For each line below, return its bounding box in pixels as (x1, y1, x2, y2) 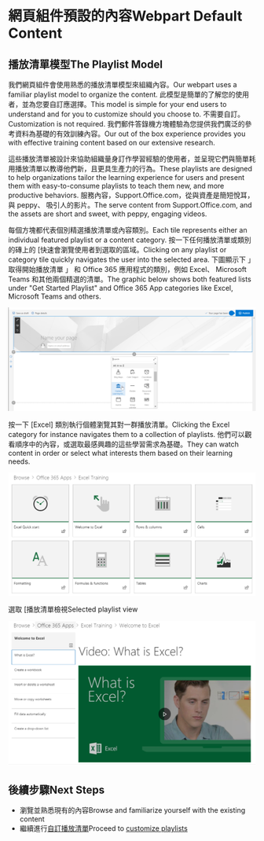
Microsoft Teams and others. (8, 292, 101, 301)
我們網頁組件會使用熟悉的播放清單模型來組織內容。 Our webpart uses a (8, 80, 237, 89)
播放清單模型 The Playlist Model (8, 57, 163, 71)
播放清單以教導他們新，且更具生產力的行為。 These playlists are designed (14, 164, 253, 173)
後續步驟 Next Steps (8, 783, 104, 796)
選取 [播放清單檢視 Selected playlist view (8, 604, 138, 614)
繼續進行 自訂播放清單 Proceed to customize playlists (19, 824, 189, 833)
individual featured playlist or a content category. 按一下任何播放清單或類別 (8, 235, 251, 244)
